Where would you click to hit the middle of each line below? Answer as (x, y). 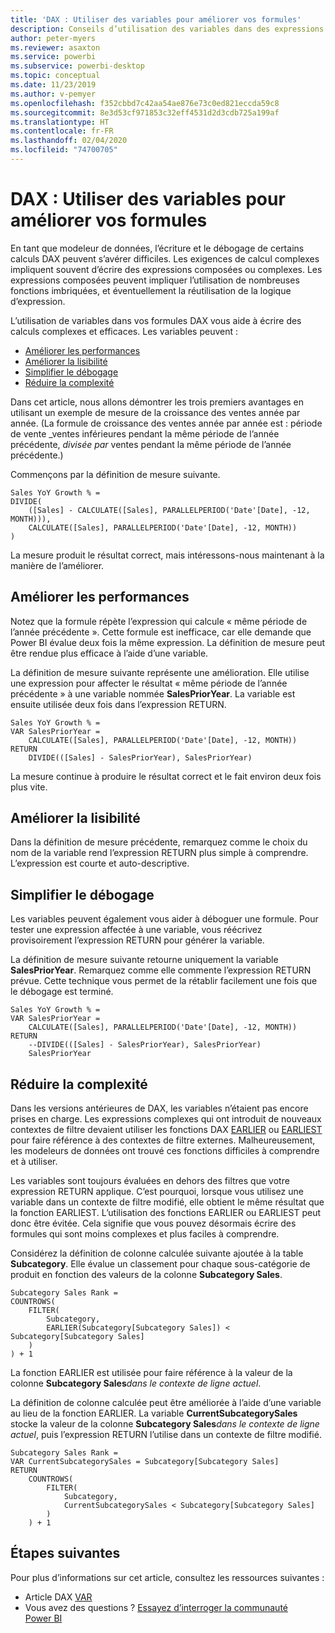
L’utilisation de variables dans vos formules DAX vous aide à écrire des (156, 320)
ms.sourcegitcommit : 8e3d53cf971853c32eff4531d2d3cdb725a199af (145, 112)
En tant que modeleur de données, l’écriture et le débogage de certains (157, 248)
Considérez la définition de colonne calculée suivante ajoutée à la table (157, 1253)
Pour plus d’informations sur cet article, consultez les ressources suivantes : (167, 1577)
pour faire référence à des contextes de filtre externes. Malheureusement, (163, 1140)
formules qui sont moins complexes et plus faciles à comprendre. (145, 1234)
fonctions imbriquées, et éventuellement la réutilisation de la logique (151, 290)
